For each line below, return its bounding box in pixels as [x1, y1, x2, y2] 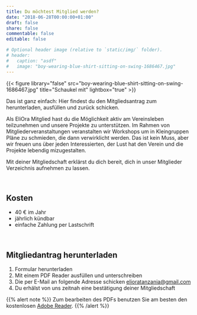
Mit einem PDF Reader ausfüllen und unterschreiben [14, 272, 143, 279]
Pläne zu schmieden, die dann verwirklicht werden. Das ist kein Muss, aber [6, 134, 189, 141]
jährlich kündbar [14, 215, 55, 222]
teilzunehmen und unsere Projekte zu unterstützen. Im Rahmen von [6, 121, 170, 128]
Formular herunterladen [14, 266, 73, 273]
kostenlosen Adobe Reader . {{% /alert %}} [6, 303, 109, 310]
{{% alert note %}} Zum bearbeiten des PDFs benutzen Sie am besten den [6, 296, 188, 303]
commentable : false [6, 31, 54, 37]
